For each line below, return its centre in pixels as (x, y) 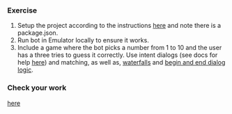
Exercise (22, 10)
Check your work (37, 88)
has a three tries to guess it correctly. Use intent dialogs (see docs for (117, 55)
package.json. (38, 33)
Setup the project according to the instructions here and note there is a (119, 26)
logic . (25, 70)
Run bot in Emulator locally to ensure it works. (83, 40)
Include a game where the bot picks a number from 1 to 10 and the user (119, 48)
